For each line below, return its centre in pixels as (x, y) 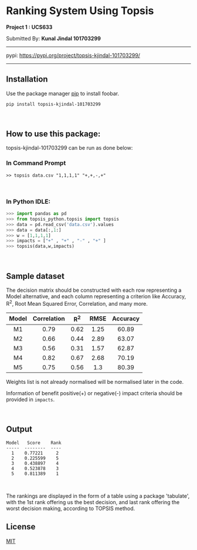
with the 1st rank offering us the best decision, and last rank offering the (93, 502)
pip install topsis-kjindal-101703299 (53, 104)
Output (19, 429)
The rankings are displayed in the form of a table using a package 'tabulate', (98, 496)
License (21, 527)
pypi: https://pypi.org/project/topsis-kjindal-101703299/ (73, 55)
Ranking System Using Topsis (80, 11)
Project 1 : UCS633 (29, 27)
